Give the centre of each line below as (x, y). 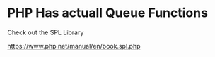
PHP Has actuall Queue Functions (108, 13)
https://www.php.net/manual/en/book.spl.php (74, 46)
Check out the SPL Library (46, 32)
